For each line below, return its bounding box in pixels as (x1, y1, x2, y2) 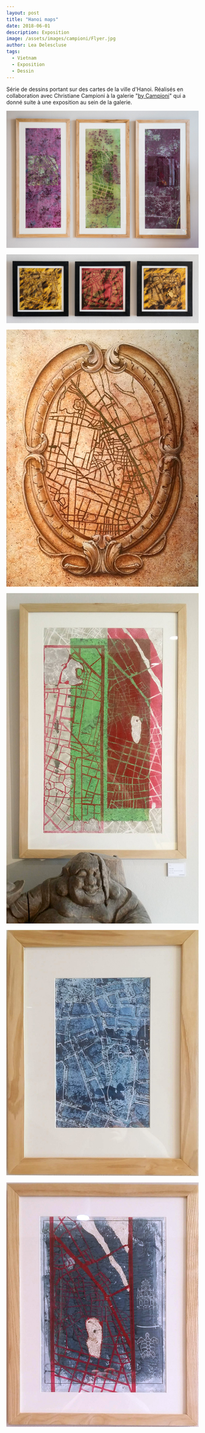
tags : (6, 49, 20, 55)
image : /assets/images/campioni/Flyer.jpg (6, 35, 116, 42)
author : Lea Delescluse (6, 42, 67, 48)
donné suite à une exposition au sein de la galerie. (6, 98, 132, 106)
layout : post (6, 10, 40, 16)
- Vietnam (12, 55, 37, 61)
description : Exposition (6, 29, 70, 35)
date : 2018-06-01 (6, 23, 51, 29)
